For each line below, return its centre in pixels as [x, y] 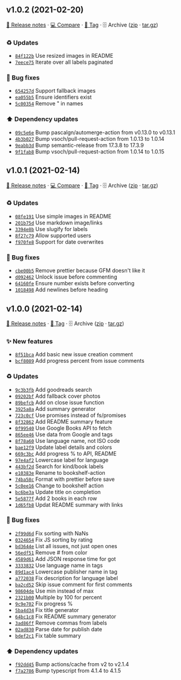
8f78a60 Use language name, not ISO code [67, 440]
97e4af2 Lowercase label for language [62, 460]
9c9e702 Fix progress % [44, 604]
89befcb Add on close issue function [60, 402]
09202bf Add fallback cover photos [58, 396]
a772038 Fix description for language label [66, 578]
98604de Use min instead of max [54, 591]
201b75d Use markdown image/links [59, 223]
